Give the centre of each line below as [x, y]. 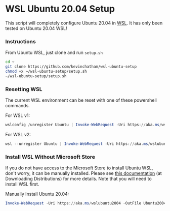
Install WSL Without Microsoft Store [50, 157]
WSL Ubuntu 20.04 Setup [60, 9]
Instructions [21, 41]
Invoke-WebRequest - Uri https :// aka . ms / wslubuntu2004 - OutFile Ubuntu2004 [86, 203]
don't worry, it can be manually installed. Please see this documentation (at [83, 173]
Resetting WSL [24, 89]
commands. [18, 106]
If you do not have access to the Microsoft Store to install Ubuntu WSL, [79, 168]
